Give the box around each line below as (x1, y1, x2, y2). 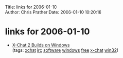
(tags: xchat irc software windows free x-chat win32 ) (12, 47, 119, 53)
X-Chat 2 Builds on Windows (12, 42, 70, 48)
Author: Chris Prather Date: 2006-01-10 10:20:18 (5, 9, 102, 15)
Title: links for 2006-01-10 (5, 4, 57, 10)
